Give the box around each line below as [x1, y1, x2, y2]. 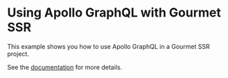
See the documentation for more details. [7, 63, 123, 71]
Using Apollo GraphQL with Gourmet [7, 5, 222, 21]
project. [7, 50, 30, 58]
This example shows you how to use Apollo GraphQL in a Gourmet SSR [7, 42, 210, 50]
